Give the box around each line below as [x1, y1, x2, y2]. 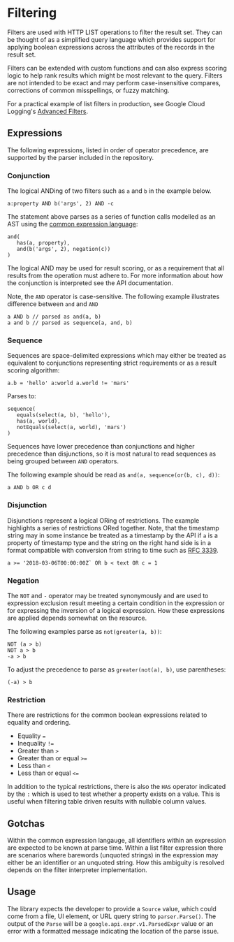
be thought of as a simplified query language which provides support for [7, 35, 217, 43]
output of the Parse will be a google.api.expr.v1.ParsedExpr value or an [7, 919, 214, 927]
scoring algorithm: [7, 366, 60, 375]
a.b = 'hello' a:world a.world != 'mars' [7, 379, 130, 387]
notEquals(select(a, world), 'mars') [16, 424, 127, 431]
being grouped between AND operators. [7, 457, 119, 465]
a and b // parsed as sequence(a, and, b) [7, 319, 133, 326]
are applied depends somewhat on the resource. [7, 614, 147, 622]
